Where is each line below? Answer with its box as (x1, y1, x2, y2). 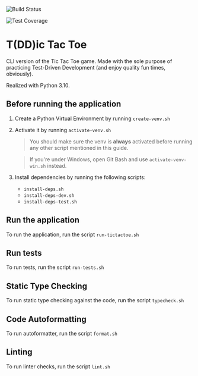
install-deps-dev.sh (23, 192, 75, 199)
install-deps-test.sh (23, 199, 77, 205)
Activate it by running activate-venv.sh (14, 126, 111, 133)
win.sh (29, 163, 46, 169)
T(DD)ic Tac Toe (6, 38, 87, 52)
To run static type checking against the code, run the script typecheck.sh (6, 297, 184, 304)
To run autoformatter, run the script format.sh (6, 330, 117, 337)
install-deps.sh (23, 186, 64, 192)
